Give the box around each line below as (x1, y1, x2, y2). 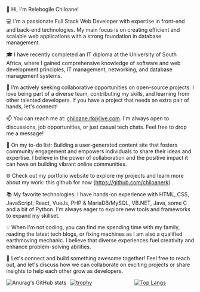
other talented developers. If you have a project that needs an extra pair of (6, 96, 189, 104)
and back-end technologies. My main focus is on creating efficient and (6, 26, 180, 33)
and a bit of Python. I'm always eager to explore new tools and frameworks (6, 206, 191, 212)
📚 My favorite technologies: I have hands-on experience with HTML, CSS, (6, 191, 190, 197)
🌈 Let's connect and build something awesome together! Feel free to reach (6, 255, 190, 261)
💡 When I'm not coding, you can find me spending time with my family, (6, 224, 180, 230)
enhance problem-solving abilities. (6, 243, 91, 250)
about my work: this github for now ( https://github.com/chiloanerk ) (6, 179, 171, 185)
